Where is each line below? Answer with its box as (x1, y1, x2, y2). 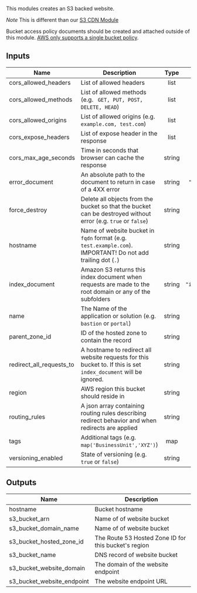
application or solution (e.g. (80, 312, 157, 320)
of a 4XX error (80, 185, 120, 193)
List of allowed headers (80, 78, 145, 87)
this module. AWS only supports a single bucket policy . (6, 34, 139, 41)
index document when (80, 273, 142, 281)
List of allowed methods (80, 88, 147, 96)
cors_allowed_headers (9, 78, 71, 87)
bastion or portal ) (80, 319, 131, 327)
